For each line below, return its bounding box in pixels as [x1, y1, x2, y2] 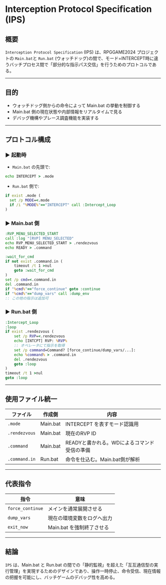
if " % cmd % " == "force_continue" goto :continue [5, 287, 100, 292]
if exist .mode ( [5, 193, 41, 198]
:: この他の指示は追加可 [5, 295, 49, 301]
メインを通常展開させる [47, 505, 103, 512]
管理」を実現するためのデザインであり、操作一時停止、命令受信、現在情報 [9, 568, 161, 574]
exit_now [7, 524, 28, 530]
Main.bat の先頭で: [12, 164, 50, 170]
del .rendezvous [14, 357, 48, 362]
